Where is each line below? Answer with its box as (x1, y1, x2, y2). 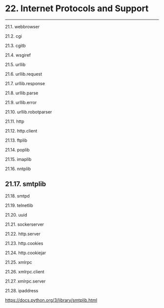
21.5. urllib (5, 62, 26, 67)
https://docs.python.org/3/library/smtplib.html (5, 297, 98, 303)
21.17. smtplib (5, 180, 46, 188)
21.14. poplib (5, 147, 30, 153)
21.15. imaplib (5, 156, 32, 162)
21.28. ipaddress (5, 287, 39, 293)
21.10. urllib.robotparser (5, 109, 52, 115)
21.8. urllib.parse (5, 90, 39, 96)
